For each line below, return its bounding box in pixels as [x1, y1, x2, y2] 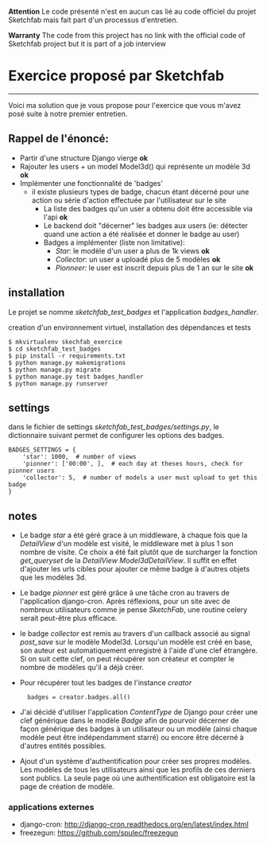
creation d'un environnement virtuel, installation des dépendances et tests [8, 322, 252, 332]
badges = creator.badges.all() [27, 693, 131, 702]
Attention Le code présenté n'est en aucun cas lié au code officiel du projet [8, 7, 257, 16]
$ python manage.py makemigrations [8, 359, 126, 366]
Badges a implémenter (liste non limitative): [43, 238, 185, 247]
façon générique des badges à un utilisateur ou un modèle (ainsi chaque [19, 724, 257, 734]
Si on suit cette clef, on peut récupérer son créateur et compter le [19, 654, 234, 664]
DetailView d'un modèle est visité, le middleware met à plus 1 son [19, 539, 234, 548]
